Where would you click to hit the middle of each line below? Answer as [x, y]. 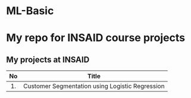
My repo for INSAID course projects [96, 38]
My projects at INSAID [48, 59]
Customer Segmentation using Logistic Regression [94, 86]
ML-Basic [30, 11]
